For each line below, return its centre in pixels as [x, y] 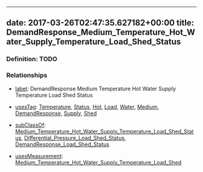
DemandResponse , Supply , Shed [56, 113]
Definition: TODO [32, 59]
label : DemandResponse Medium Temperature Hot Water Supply [95, 88]
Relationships [27, 75]
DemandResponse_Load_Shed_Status [62, 144]
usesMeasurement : [39, 156]
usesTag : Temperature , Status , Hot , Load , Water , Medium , [87, 107]
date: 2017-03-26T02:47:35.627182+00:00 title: [100, 23]
